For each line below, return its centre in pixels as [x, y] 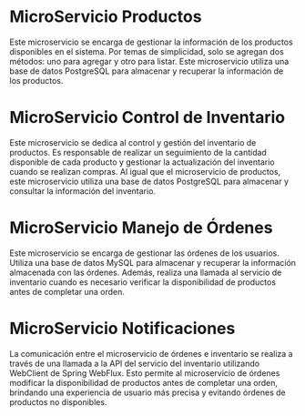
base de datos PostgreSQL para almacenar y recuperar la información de [147, 71]
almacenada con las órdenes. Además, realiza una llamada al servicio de [146, 272]
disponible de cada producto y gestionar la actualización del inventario [142, 162]
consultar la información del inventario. [83, 191]
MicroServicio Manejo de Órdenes [141, 228]
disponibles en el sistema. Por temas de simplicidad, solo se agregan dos [147, 51]
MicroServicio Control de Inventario [147, 118]
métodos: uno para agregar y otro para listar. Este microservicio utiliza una [149, 61]
